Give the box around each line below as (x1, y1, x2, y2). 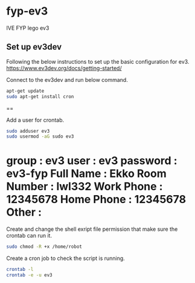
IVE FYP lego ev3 (6, 24, 50, 32)
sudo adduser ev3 (6, 128, 50, 134)
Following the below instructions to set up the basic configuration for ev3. (6, 58, 190, 65)
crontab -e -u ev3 (6, 271, 53, 278)
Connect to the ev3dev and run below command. (6, 76, 128, 83)
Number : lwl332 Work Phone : (6, 180, 163, 193)
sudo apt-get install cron (6, 93, 74, 99)
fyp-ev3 (6, 4, 48, 18)
